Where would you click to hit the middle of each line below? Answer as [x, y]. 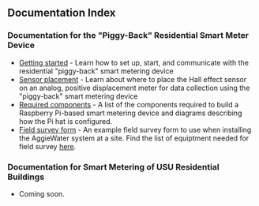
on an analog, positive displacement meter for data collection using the [134, 88]
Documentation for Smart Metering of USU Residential [113, 167]
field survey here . [47, 146]
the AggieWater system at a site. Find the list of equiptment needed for [134, 138]
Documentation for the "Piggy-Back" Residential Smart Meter [128, 36]
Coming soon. [41, 193]
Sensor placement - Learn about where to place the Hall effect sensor [132, 79]
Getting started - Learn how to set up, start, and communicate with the [134, 62]
